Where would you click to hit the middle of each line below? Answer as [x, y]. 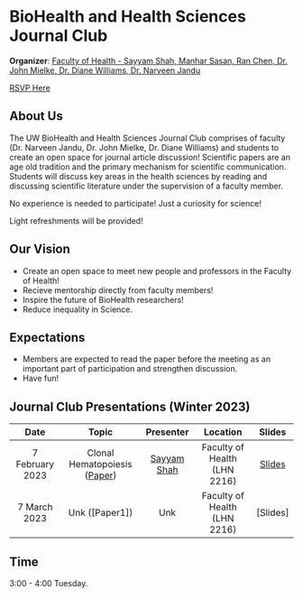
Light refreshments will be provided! [76, 221]
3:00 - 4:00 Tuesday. [49, 583]
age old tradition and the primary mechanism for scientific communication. [148, 166]
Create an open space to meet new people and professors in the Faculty [157, 271]
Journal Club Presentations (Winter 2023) [130, 406]
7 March [35, 507]
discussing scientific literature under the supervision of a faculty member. [147, 186]
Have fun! [41, 378]
